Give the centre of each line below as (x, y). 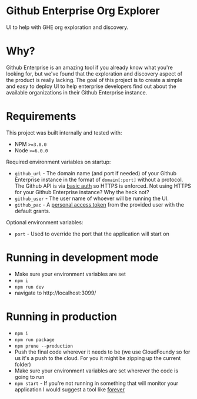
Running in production (62, 316)
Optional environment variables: (45, 222)
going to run (29, 377)
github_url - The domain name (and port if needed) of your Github (96, 173)
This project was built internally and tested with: (64, 133)
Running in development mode (82, 257)
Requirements (41, 117)
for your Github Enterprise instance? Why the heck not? (82, 192)
